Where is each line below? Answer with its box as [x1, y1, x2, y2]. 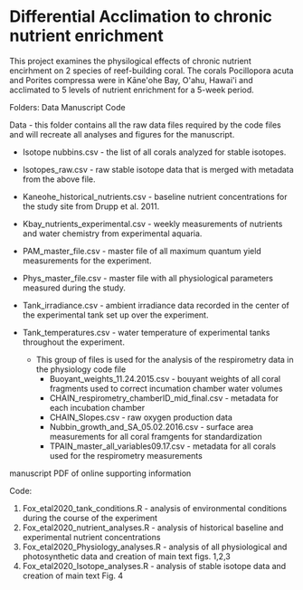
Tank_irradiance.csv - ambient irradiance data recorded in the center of [22, 300, 289, 310]
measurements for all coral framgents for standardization [49, 431, 262, 442]
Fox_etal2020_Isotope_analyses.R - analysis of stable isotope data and [22, 560, 287, 571]
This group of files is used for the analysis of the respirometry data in [35, 354, 294, 365]
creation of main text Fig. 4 [22, 570, 124, 581]
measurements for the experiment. [22, 255, 152, 266]
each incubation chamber [49, 402, 146, 413]
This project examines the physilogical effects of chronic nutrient [9, 55, 251, 66]
